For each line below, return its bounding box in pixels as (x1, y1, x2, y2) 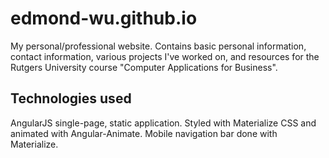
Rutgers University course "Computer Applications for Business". (10, 61, 278, 73)
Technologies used (10, 90, 132, 107)
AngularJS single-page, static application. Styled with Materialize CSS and (10, 117, 317, 129)
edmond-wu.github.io (10, 7, 198, 30)
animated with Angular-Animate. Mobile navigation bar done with (10, 127, 278, 139)
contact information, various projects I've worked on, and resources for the (10, 50, 320, 62)
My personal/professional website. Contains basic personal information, (10, 40, 307, 52)
